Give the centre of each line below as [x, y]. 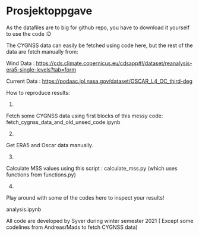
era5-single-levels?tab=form [41, 69]
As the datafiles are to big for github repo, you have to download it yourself [98, 27]
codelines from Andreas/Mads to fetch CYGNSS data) [72, 227]
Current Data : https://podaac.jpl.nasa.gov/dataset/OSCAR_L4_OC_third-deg [99, 81]
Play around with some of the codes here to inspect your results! [85, 197]
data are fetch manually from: [42, 51]
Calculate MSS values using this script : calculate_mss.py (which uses [92, 168]
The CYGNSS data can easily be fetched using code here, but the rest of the [99, 45]
